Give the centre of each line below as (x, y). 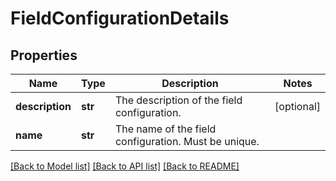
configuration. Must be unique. (187, 141)
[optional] (297, 106)
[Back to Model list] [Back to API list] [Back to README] (125, 166)
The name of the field (165, 129)
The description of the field (178, 100)
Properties (44, 55)
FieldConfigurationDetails (120, 18)
